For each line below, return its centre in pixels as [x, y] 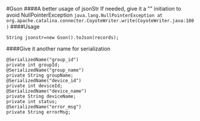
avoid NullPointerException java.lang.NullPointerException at [84, 15]
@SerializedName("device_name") [46, 91]
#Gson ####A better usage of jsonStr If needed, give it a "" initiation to [94, 9]
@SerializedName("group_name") [45, 70]
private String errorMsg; [38, 112]
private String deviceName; [41, 96]
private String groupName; [40, 75]
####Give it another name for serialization [58, 49]
